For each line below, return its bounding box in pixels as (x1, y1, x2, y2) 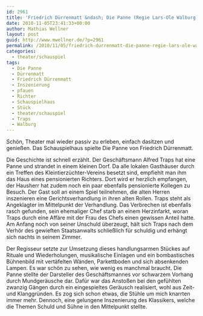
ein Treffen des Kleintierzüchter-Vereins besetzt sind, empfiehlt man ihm (6, 169, 187, 176)
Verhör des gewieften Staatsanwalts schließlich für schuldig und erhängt (6, 227, 187, 234)
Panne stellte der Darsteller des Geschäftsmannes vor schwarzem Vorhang (6, 271, 193, 278)
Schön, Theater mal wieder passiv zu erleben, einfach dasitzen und (6, 138, 174, 145)
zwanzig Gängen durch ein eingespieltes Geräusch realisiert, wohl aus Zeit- (6, 284, 195, 291)
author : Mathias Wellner (6, 25, 69, 32)
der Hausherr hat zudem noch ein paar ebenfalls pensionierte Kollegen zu (6, 182, 190, 189)
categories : (6, 48, 36, 54)
